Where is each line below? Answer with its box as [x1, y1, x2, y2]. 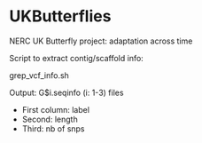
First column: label [21, 104, 90, 115]
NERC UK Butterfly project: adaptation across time [9, 36, 193, 46]
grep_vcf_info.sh [9, 69, 69, 81]
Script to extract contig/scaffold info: [9, 52, 144, 63]
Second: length [21, 114, 78, 124]
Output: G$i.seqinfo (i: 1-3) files [9, 87, 124, 98]
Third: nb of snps [21, 123, 86, 134]
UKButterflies [9, 6, 112, 27]
